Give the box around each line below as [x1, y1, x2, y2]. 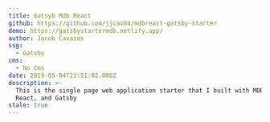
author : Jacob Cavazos [8, 34, 84, 43]
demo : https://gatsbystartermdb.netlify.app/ [8, 26, 163, 35]
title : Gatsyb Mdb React [8, 11, 92, 20]
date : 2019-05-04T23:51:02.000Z [8, 71, 117, 79]
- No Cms [15, 64, 45, 72]
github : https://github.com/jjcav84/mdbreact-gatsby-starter [8, 19, 218, 27]
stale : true [8, 101, 48, 109]
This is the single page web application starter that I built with [15, 86, 250, 95]
